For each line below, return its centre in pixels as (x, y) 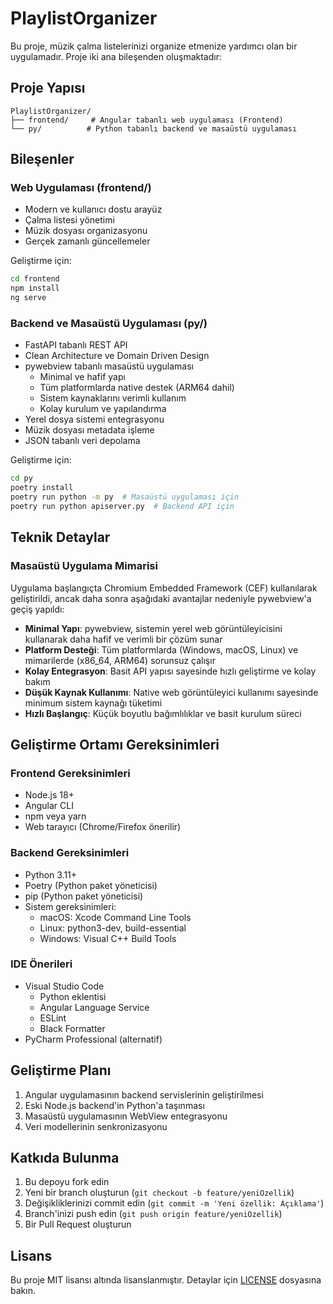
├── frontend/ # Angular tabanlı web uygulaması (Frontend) (147, 120)
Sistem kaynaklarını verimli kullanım (113, 398)
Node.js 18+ (49, 795)
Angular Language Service (94, 1007)
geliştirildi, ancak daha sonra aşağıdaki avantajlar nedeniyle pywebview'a (161, 598)
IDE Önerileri (41, 964)
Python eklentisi (73, 996)
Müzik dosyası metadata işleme (89, 430)
